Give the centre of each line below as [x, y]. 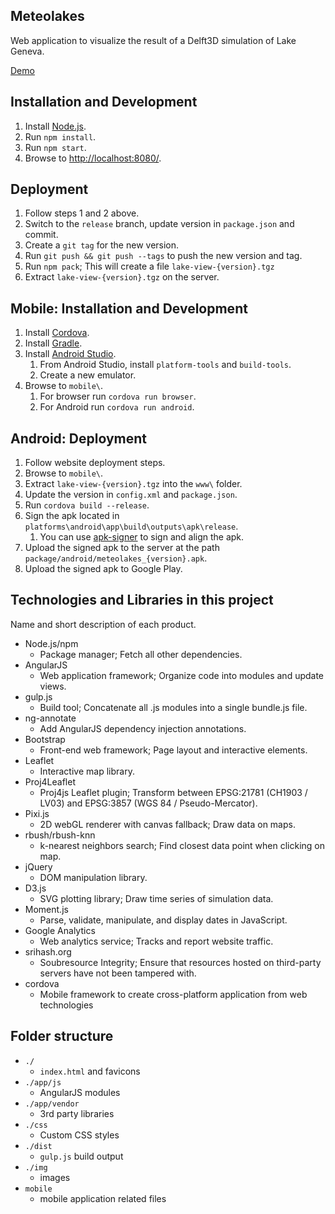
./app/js [43, 1082]
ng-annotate [50, 718]
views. [53, 686]
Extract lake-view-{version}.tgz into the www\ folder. [133, 484]
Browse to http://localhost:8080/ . [93, 158]
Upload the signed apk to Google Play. [103, 569]
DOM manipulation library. [93, 877]
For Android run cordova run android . [117, 407]
